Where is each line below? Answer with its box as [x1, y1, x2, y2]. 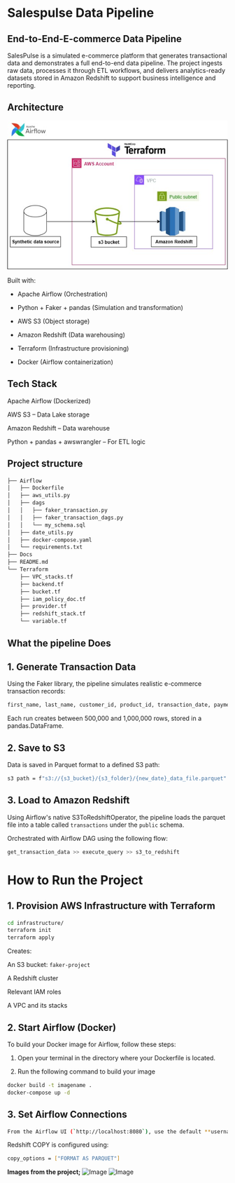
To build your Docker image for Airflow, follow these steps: [7, 1040, 176, 1048]
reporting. [7, 81, 36, 89]
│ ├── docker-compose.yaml [7, 536, 92, 543]
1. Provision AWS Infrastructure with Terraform [7, 900, 215, 912]
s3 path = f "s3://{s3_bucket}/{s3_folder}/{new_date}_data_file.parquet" [7, 775, 227, 782]
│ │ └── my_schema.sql [7, 521, 86, 529]
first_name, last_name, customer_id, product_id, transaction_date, [7, 701, 211, 709]
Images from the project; [7, 1168, 81, 1176]
